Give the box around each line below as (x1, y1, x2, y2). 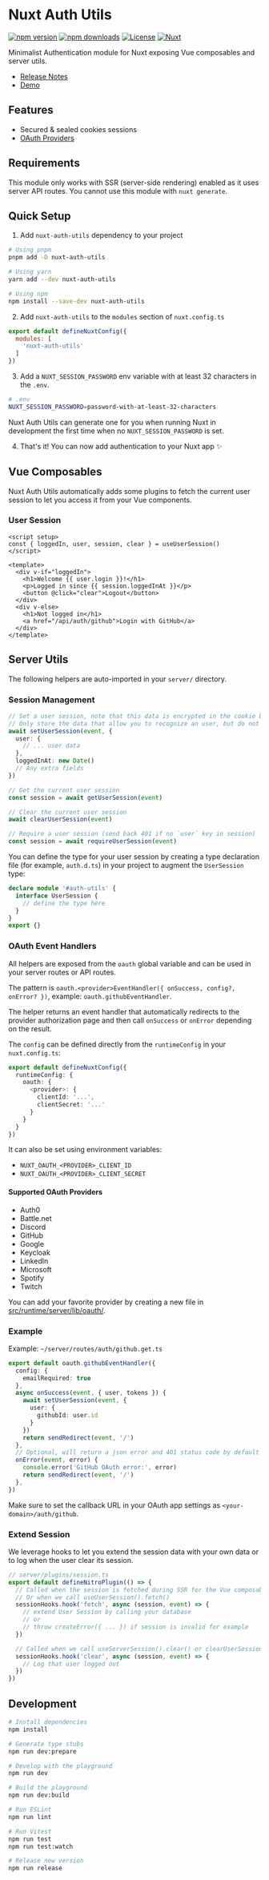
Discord (19, 1222, 46, 1231)
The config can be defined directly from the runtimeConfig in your (8, 1039, 227, 1049)
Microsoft (19, 1264, 52, 1274)
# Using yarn (8, 268, 52, 276)
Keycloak (19, 1247, 50, 1257)
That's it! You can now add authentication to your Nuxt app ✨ (19, 441, 223, 451)
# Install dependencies (8, 1718, 88, 1726)
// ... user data (22, 742, 81, 750)
